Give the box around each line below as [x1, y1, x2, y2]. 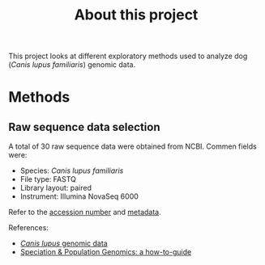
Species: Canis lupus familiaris [19, 166, 124, 175]
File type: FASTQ [19, 175, 77, 184]
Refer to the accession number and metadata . [8, 208, 161, 217]
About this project [74, 6, 199, 24]
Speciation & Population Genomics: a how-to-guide [19, 247, 192, 257]
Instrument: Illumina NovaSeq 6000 [19, 191, 139, 201]
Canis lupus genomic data [19, 238, 108, 248]
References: [8, 223, 49, 233]
